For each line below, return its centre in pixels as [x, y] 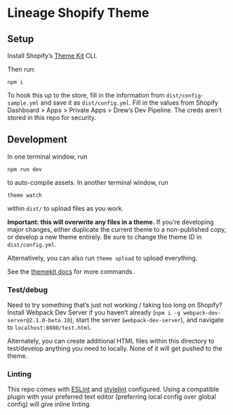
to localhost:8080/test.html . [50, 327]
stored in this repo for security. [52, 118]
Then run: [21, 69]
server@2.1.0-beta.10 [39, 321]
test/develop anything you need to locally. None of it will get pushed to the [115, 348]
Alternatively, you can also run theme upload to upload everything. [102, 258]
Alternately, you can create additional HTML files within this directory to [111, 341]
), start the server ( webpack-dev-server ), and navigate [147, 320]
